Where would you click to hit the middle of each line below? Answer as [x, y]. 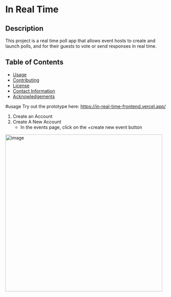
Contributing [26, 80]
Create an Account [33, 116]
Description [24, 28]
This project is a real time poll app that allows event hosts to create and [80, 41]
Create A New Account [37, 122]
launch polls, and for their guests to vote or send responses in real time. [81, 46]
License [21, 85]
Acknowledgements [34, 96]
